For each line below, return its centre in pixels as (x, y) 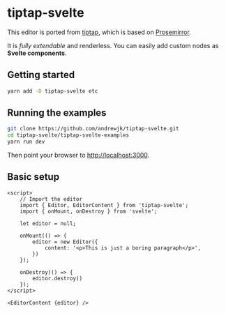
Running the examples (57, 113)
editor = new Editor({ (65, 242)
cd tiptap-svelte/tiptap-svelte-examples (68, 135)
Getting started (41, 75)
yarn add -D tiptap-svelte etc (53, 91)
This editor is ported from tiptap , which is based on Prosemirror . (99, 32)
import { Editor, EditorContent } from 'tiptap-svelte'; (104, 205)
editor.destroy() (57, 278)
